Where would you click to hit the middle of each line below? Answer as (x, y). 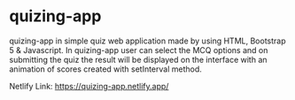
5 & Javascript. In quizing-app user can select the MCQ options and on (139, 50)
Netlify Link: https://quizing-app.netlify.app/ (89, 86)
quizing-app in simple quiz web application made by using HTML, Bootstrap (147, 41)
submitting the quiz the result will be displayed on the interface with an (138, 59)
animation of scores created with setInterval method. (105, 69)
